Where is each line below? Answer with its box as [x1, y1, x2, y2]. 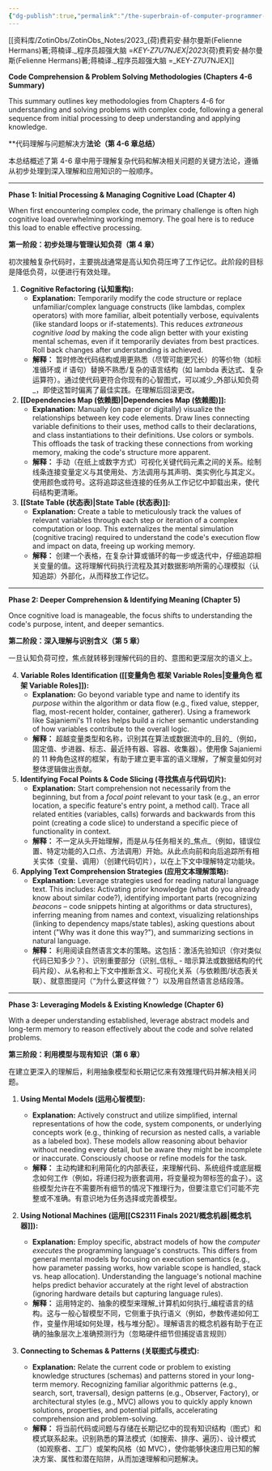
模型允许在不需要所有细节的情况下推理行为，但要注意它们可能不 [39, 1183, 253, 1193]
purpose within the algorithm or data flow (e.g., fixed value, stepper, [32, 698, 259, 708]
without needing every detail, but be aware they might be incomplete [32, 1144, 262, 1154]
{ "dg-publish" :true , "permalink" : [8, 11, 121, 20]
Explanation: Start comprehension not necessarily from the [32, 783, 231, 793]
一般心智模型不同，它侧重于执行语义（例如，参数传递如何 [60, 1308, 253, 1318]
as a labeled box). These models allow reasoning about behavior [32, 1136, 248, 1146]
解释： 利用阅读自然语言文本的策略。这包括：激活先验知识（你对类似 [32, 946, 261, 955]
